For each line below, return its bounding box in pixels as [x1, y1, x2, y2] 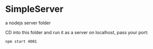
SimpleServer [5, 3, 64, 15]
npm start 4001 [5, 39, 37, 44]
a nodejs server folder [5, 20, 51, 26]
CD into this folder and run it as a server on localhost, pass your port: [5, 29, 148, 35]
